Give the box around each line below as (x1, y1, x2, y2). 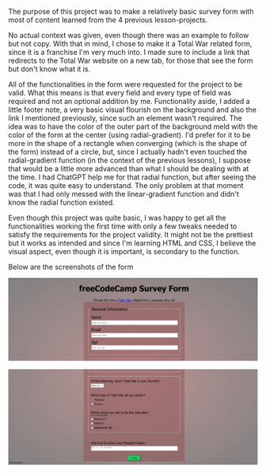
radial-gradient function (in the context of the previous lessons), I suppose (8, 156, 251, 165)
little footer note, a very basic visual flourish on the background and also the (8, 105, 257, 114)
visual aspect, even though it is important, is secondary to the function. (8, 247, 240, 256)
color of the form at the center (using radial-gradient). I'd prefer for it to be (8, 130, 251, 140)
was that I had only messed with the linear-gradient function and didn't (8, 190, 240, 198)
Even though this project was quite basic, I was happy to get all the (8, 213, 226, 222)
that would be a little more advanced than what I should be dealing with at (8, 164, 249, 173)
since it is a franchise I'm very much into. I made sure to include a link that (8, 48, 250, 56)
